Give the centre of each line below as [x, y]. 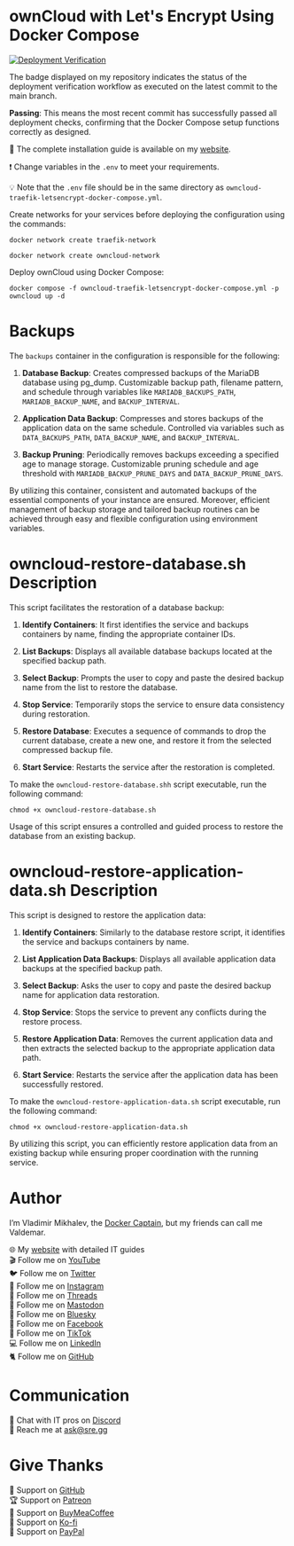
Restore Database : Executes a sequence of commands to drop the [144, 731]
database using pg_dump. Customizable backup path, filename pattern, [152, 382]
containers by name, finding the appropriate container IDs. [129, 634]
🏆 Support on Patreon [50, 1500]
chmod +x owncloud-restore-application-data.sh [99, 1127]
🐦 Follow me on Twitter [52, 1273]
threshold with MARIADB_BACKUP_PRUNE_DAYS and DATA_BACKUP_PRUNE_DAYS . [152, 473]
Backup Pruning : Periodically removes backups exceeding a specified [150, 454]
